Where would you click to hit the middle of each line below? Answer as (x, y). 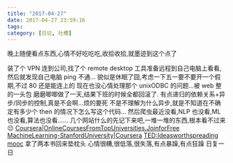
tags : (15, 26)
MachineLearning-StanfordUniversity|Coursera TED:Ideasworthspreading (113, 135)
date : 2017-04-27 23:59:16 (46, 20)
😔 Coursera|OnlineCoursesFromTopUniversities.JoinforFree (94, 128)
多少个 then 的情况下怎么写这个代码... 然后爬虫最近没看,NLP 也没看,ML (120, 112)
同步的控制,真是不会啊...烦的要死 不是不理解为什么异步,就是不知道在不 (115, 103)
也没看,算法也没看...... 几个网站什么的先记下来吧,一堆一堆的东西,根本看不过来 (116, 120)
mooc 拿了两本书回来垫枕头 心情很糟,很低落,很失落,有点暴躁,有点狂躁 (106, 144)
